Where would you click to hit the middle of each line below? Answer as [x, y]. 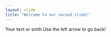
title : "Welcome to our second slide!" [48, 15]
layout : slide [21, 10]
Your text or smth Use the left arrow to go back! [56, 29]
